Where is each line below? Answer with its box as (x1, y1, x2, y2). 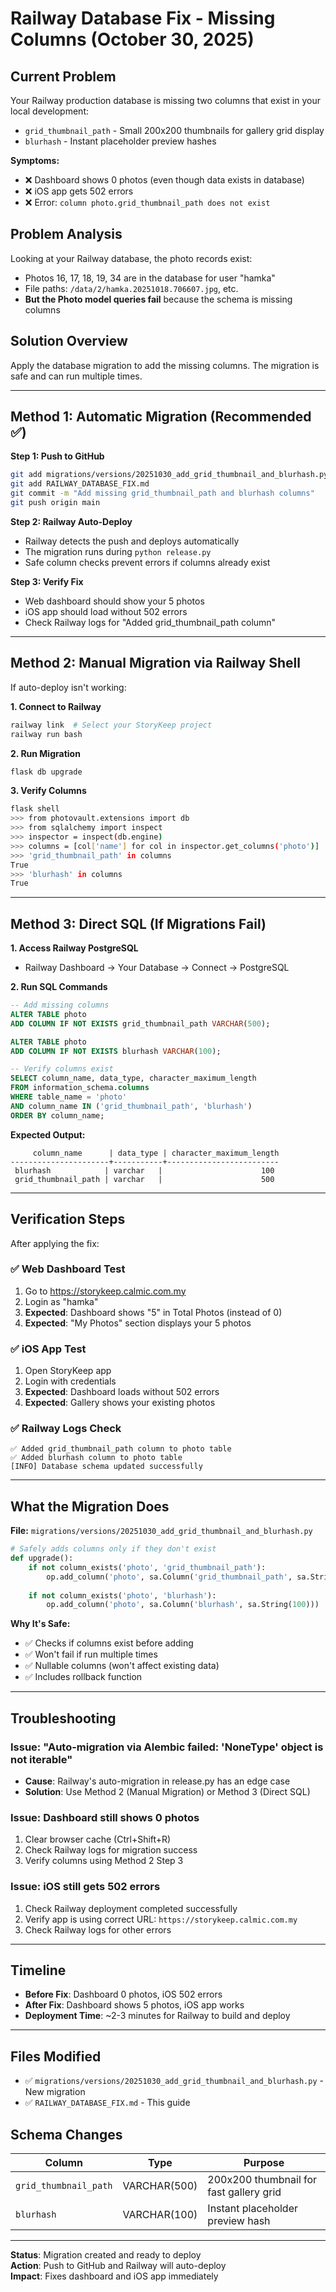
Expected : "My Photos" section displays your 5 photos (24, 1317, 252, 1329)
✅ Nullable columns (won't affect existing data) (24, 1660, 220, 1672)
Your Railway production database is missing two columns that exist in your (10, 95, 321, 106)
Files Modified (10, 2048, 102, 2065)
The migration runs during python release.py (24, 545, 212, 557)
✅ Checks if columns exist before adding (24, 1637, 194, 1649)
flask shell (10, 804, 60, 814)
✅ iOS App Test (10, 1342, 87, 1356)
